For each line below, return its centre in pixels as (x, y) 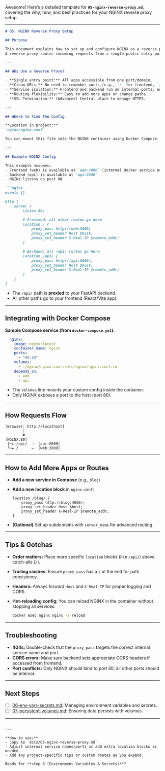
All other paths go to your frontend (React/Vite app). (65, 298)
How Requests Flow (36, 415)
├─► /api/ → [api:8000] (34, 444)
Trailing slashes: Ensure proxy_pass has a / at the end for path (76, 571)
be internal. (24, 673)
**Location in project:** (31, 125)
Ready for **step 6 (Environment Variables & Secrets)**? (66, 764)
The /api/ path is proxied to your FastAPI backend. (64, 293)
